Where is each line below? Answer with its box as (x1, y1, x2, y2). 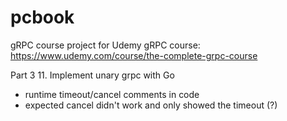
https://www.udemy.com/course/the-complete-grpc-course (10, 49, 258, 61)
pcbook (10, 6, 75, 29)
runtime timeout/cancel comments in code (24, 88, 200, 100)
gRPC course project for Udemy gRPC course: (10, 39, 201, 51)
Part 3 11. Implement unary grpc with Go (10, 69, 175, 81)
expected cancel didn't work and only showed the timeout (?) (24, 99, 278, 111)
